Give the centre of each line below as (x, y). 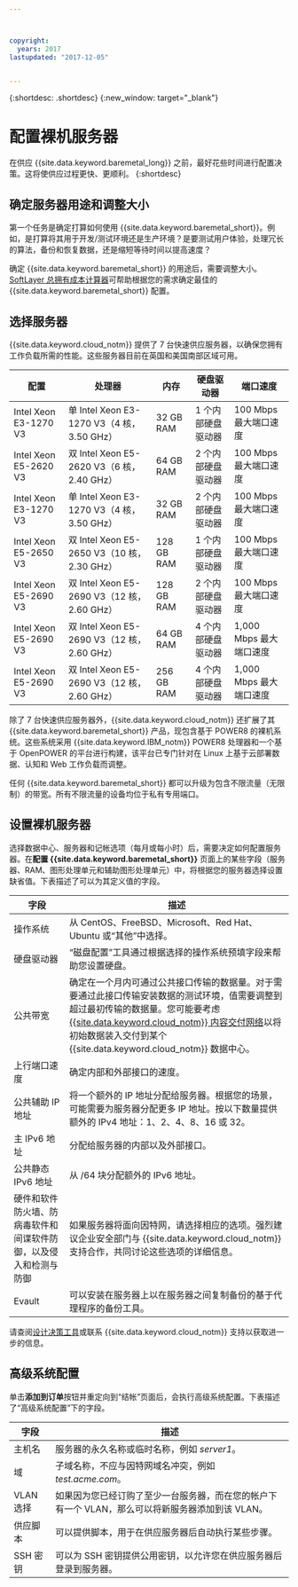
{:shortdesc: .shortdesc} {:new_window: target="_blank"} (114, 98)
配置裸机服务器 (64, 136)
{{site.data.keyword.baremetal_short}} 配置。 (92, 291)
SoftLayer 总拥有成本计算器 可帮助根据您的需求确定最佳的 (114, 279)
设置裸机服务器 (50, 825)
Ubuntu (85, 935)
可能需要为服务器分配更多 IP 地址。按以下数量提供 (173, 1108)
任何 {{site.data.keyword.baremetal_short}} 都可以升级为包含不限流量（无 (143, 782)
